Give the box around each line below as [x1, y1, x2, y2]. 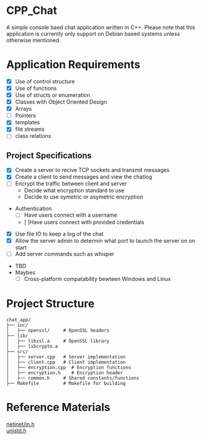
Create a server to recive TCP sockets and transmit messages [15, 166, 170, 174]
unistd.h [6, 427, 27, 434]
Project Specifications [6, 150, 92, 160]
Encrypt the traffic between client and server [15, 180, 127, 188]
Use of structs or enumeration [15, 91, 90, 99]
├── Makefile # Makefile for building [6, 380, 126, 386]
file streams [15, 125, 45, 133]
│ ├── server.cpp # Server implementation [6, 353, 126, 360]
